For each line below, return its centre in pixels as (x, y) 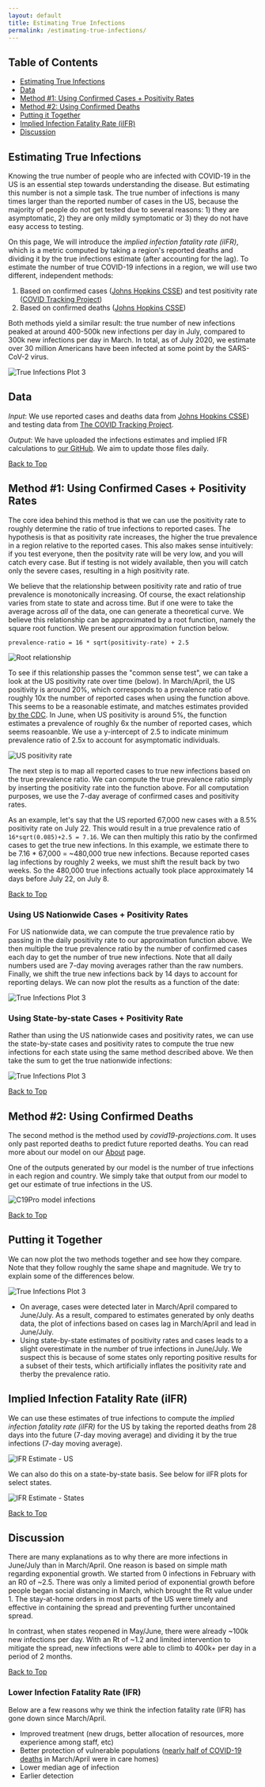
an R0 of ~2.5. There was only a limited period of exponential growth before (132, 1583)
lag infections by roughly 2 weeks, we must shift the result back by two (124, 861)
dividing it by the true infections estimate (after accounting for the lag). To (129, 259)
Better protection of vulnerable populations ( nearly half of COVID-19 (131, 1750)
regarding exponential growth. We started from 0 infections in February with (132, 1574)
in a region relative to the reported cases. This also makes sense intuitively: (131, 545)
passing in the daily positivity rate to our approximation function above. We (130, 940)
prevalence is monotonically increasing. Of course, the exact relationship (127, 594)
